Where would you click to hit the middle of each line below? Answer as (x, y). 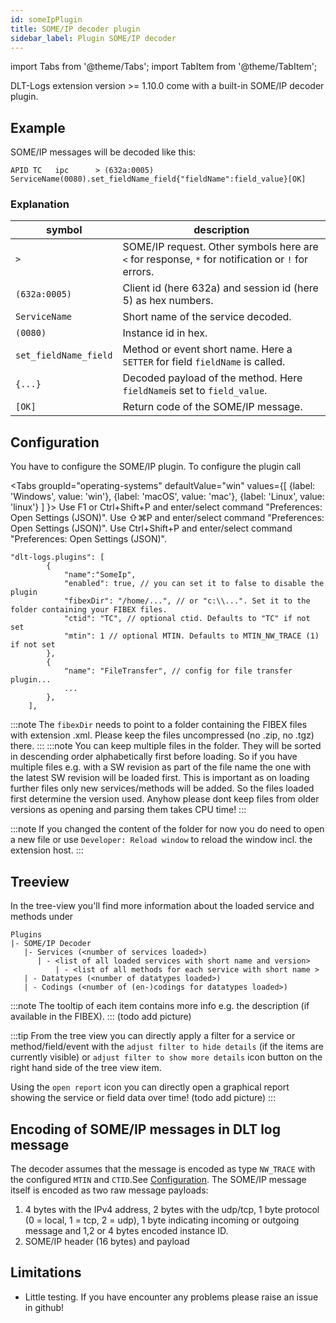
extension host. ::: (47, 850)
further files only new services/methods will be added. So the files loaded (162, 788)
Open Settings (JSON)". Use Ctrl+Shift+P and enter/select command (151, 528)
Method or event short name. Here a (207, 349)
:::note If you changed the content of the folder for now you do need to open (167, 829)
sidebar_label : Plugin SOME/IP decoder (93, 38)
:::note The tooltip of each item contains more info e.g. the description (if (160, 1006)
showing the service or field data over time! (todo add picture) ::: (143, 1098)
